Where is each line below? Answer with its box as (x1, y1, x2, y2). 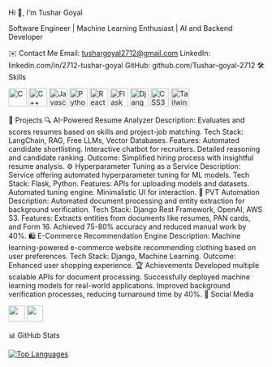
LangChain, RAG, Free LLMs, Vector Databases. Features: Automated (8, 136, 240, 145)
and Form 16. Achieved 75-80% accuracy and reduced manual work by (8, 222, 247, 231)
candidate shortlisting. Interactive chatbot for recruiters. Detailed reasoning (8, 145, 261, 153)
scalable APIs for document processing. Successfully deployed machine (8, 272, 251, 282)
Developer (8, 32, 43, 41)
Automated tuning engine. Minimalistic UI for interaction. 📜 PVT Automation (8, 188, 260, 196)
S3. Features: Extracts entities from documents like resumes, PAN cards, (8, 214, 251, 222)
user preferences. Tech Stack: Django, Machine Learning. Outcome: (8, 252, 236, 261)
